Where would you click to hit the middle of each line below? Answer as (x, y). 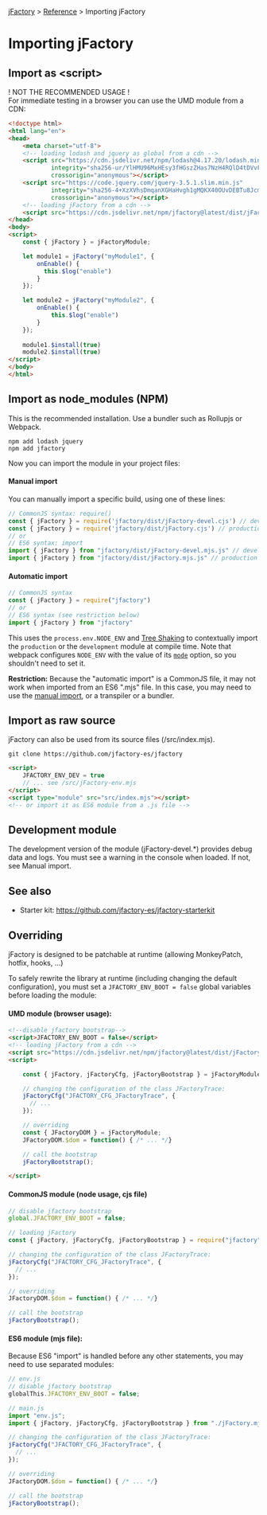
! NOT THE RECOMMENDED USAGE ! (69, 92)
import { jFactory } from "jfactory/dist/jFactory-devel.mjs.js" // (124, 551)
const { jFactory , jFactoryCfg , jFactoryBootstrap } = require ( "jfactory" (135, 1240)
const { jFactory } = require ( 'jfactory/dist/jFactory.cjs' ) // (117, 529)
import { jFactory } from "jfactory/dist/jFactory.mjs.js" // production (133, 558)
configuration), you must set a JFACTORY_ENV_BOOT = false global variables (130, 987)
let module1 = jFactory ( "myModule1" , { (89, 256)
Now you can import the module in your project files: (94, 463)
